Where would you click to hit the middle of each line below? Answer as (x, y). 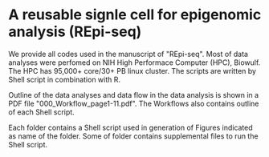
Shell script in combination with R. (65, 79)
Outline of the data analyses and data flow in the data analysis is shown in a (134, 95)
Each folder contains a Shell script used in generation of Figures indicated (130, 127)
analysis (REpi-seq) (75, 32)
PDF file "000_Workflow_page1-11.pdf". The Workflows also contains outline (134, 103)
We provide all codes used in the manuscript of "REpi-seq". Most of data (128, 54)
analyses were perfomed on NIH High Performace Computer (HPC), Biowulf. (134, 62)
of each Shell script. (41, 112)
